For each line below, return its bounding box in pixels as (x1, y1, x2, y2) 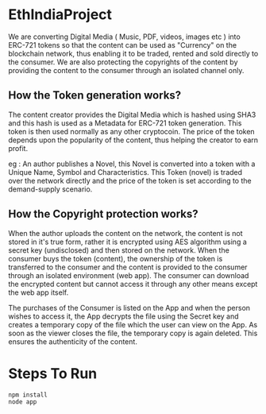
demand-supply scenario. (8, 184, 93, 194)
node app (8, 397, 37, 406)
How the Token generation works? (8, 89, 182, 103)
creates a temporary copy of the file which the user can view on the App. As (8, 319, 258, 329)
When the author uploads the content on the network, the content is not (8, 228, 244, 238)
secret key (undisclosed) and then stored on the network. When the (8, 245, 230, 255)
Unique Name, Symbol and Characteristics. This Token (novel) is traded (8, 167, 243, 176)
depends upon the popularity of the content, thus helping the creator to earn (8, 135, 259, 145)
